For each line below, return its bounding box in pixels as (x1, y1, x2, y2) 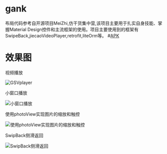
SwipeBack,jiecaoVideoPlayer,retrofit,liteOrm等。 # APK (5, 32, 119, 38)
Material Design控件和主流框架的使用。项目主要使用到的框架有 (9, 26, 139, 32)
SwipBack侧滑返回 (5, 132, 44, 138)
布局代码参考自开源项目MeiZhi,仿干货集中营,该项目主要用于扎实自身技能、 (5, 20, 158, 26)
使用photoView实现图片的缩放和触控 (5, 111, 80, 117)
